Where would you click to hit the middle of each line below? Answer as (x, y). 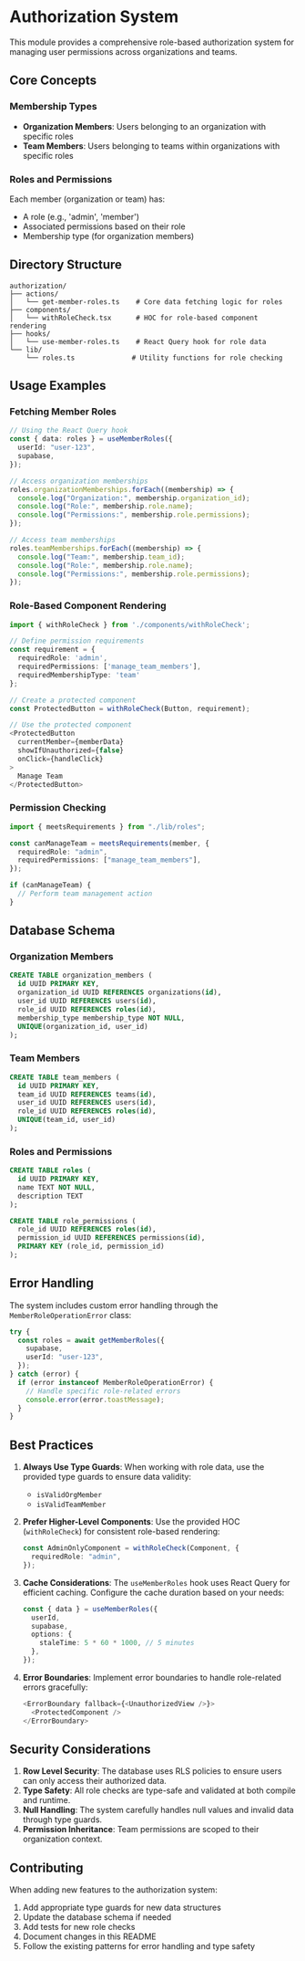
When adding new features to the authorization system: (114, 1890)
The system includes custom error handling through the (114, 1305)
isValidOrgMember (69, 1495)
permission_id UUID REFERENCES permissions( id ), (112, 1238)
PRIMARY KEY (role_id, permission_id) (91, 1247)
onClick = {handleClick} (61, 759)
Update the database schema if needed (97, 1917)
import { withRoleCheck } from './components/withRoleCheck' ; (130, 624)
